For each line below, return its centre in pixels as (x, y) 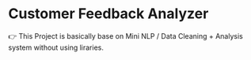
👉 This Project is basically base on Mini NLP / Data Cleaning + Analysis (125, 36)
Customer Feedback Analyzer (108, 14)
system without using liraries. (56, 47)
